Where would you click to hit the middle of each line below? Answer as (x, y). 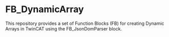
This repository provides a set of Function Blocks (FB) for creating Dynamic (85, 23)
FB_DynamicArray (45, 9)
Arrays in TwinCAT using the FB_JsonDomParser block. (64, 28)
